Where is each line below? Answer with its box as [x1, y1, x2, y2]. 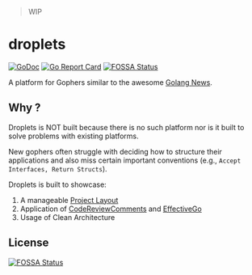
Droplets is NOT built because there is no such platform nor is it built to [8, 122, 245, 132]
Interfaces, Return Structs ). [8, 163, 107, 173]
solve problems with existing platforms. [8, 131, 139, 141]
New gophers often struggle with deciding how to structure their [8, 146, 222, 156]
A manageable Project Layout [19, 195, 119, 205]
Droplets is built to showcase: [8, 180, 107, 189]
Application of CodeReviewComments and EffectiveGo [19, 204, 202, 214]
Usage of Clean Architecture [19, 212, 115, 222]
